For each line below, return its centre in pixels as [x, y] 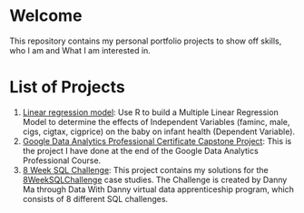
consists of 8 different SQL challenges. [95, 198]
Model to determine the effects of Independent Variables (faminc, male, [156, 121]
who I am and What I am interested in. [80, 50]
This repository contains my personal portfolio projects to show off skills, [146, 41]
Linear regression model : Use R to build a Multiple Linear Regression [150, 112]
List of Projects [67, 87]
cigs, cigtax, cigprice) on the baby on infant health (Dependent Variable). [159, 131]
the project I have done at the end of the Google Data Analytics [140, 150]
